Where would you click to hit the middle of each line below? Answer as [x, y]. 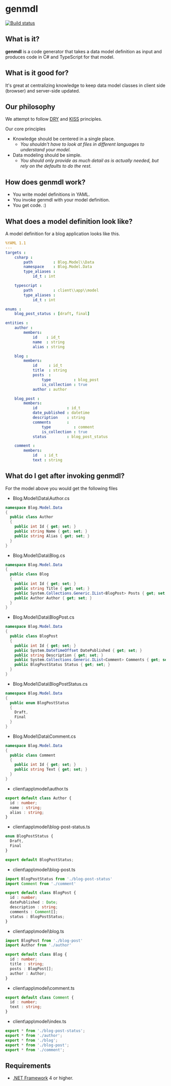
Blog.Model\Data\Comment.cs [44, 736]
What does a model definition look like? [69, 221]
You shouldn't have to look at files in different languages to [82, 144]
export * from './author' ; [34, 1035]
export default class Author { [38, 798]
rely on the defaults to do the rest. [56, 166]
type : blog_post [70, 380]
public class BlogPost [34, 636]
